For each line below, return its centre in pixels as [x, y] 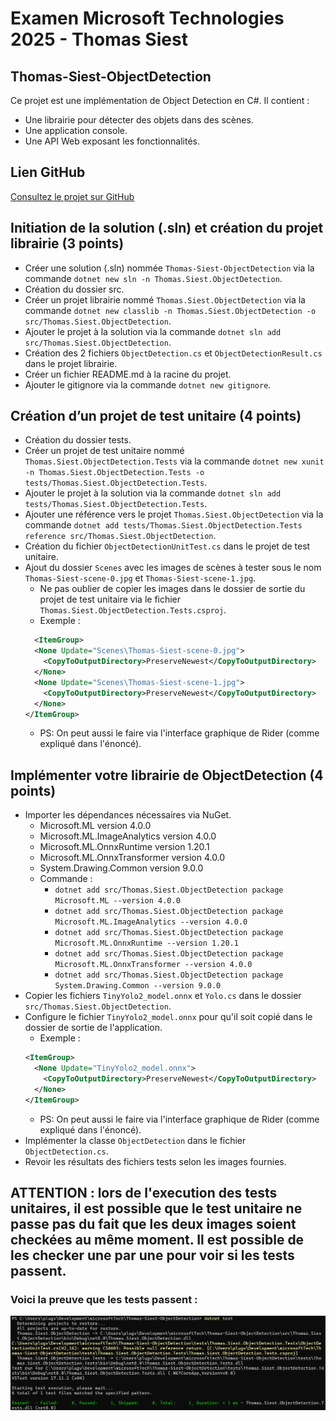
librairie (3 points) [67, 243]
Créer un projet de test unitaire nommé [104, 451]
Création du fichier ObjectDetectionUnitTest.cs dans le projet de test [167, 546]
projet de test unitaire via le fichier [110, 599]
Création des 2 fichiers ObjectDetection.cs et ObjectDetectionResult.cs [173, 353]
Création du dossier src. [74, 289]
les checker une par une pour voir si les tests [152, 1255]
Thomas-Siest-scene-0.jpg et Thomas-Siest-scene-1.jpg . [140, 578]
